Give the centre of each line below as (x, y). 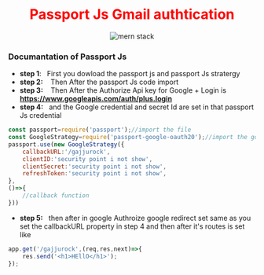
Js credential (40, 115)
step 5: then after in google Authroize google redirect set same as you (135, 218)
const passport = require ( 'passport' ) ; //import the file (100, 130)
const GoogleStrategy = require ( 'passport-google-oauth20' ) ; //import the (128, 137)
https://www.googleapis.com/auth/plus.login (96, 99)
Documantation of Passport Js (68, 57)
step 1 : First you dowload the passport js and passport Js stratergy (130, 74)
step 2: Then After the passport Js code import (99, 82)
